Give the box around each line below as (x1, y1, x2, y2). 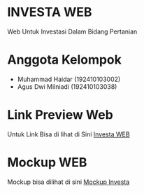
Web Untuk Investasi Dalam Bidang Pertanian (7, 27, 138, 36)
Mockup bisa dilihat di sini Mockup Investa (7, 178, 130, 186)
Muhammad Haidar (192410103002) (17, 75, 121, 83)
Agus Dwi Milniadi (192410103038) (17, 82, 117, 91)
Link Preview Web (7, 107, 113, 123)
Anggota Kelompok (7, 52, 122, 68)
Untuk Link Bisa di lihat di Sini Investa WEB (7, 130, 131, 138)
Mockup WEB (7, 155, 87, 170)
